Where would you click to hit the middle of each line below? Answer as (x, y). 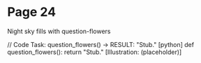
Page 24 (32, 12)
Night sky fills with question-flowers (59, 31)
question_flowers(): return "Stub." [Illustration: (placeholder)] (95, 52)
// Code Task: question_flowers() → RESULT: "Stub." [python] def (100, 44)
